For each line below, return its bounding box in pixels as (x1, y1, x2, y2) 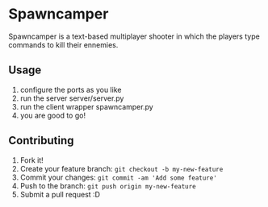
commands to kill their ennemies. (8, 39, 119, 49)
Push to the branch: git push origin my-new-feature (19, 180, 196, 190)
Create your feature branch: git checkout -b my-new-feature (19, 164, 224, 173)
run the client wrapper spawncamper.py (19, 101, 153, 111)
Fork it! (19, 155, 44, 165)
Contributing (8, 134, 74, 147)
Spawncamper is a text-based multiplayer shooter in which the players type (8, 31, 260, 41)
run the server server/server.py (19, 93, 124, 103)
